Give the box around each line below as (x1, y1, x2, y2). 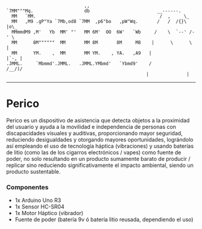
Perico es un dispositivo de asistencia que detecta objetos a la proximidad (6, 116, 190, 124)
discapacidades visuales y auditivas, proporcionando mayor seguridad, (6, 130, 183, 137)
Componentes (6, 183, 49, 191)
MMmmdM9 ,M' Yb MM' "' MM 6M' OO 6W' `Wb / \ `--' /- (11, 29, 195, 35)
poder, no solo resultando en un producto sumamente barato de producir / (6, 155, 191, 162)
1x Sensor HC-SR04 (14, 203, 65, 210)
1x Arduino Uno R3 (14, 196, 61, 204)
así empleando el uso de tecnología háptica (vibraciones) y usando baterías (6, 142, 194, 149)
